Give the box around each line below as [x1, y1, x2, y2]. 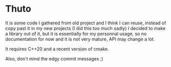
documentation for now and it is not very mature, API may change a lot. [5, 36, 155, 42]
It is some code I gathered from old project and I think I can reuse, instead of [5, 20, 166, 26]
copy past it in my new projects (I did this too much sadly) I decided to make [5, 25, 166, 31]
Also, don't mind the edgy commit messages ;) [5, 55, 104, 61]
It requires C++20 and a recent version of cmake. [5, 46, 109, 52]
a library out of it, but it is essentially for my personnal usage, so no [5, 30, 147, 37]
